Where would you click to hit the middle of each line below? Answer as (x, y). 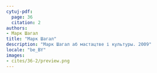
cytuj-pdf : (19, 11)
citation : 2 (26, 22)
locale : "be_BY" (26, 50)
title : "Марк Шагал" (32, 39)
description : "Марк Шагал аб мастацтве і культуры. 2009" (79, 45)
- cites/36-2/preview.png (38, 61)
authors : (17, 28)
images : (16, 55)
